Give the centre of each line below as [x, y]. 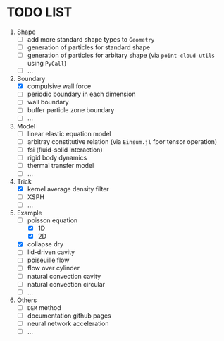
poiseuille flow [48, 260]
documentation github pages [69, 316]
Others [27, 300]
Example [30, 213]
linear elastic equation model [69, 133]
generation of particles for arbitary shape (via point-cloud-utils [121, 55]
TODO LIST [39, 12]
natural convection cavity [64, 276]
